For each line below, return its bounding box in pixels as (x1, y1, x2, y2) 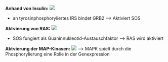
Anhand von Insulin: (5, 6, 49, 11)
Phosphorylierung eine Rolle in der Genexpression (5, 51, 110, 57)
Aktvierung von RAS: (5, 26, 51, 31)
